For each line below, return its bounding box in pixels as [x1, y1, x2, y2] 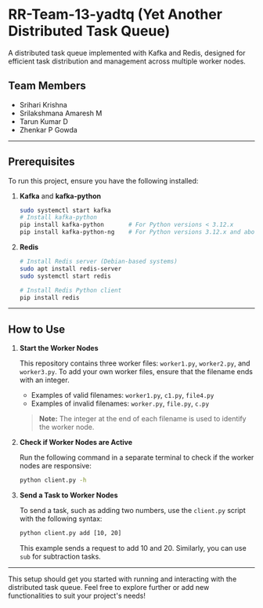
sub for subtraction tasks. [19, 552, 102, 561]
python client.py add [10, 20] [19, 530, 122, 537]
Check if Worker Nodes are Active [19, 438, 133, 447]
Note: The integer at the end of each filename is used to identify [38, 414, 247, 424]
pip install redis [19, 293, 80, 301]
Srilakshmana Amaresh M [19, 108, 103, 118]
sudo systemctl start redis [19, 272, 111, 280]
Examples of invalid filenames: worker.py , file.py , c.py [31, 399, 210, 409]
